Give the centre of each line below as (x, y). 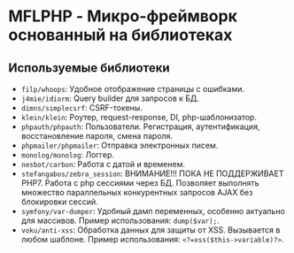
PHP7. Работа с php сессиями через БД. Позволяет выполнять (140, 183)
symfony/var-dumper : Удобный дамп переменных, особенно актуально (153, 211)
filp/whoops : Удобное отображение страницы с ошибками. (133, 89)
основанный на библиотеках (120, 35)
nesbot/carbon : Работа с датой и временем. (103, 164)
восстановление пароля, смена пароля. (97, 136)
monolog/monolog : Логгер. (67, 155)
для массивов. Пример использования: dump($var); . (120, 220)
